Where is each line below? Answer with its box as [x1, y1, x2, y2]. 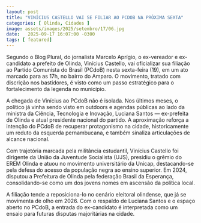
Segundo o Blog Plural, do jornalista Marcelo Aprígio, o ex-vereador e [6, 54, 178, 60]
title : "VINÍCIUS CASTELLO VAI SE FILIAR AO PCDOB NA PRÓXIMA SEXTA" [6, 14, 184, 20]
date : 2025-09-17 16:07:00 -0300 [6, 31, 95, 37]
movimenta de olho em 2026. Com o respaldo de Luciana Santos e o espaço [6, 197, 196, 204]
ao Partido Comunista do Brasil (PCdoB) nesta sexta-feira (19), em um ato [6, 66, 188, 73]
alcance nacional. [6, 136, 50, 142]
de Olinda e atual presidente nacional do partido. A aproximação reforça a [6, 116, 189, 124]
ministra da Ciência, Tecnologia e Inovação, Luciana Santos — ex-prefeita [6, 110, 189, 117]
